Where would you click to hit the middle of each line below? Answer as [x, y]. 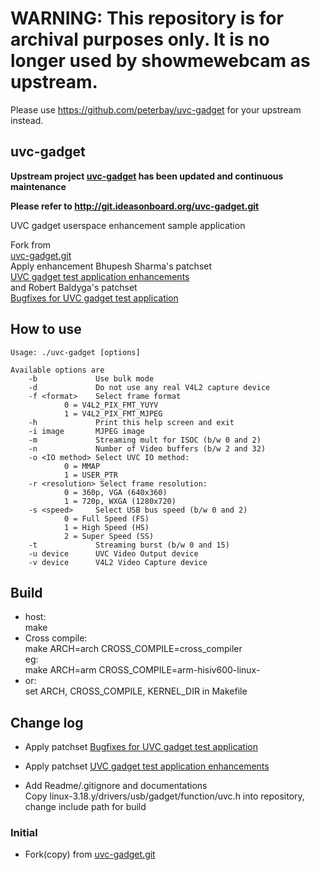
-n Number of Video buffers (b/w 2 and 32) [147, 448]
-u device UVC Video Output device [113, 553]
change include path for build [85, 807]
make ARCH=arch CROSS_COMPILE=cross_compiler [133, 649]
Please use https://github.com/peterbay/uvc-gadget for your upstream [156, 109]
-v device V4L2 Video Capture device [118, 562]
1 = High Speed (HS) [106, 527]
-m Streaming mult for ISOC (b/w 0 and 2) [145, 440]
